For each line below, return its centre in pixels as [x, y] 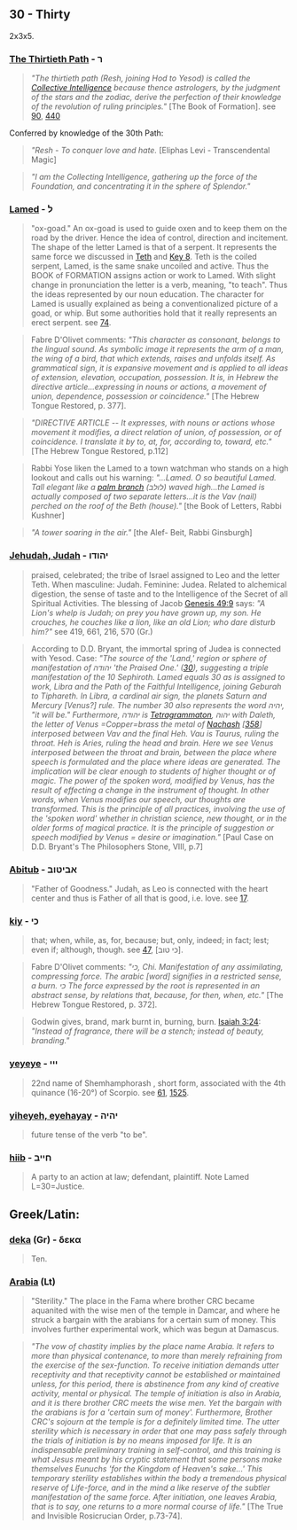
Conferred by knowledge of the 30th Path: [86, 133]
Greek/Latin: [44, 1214]
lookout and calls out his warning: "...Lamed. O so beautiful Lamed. [153, 478]
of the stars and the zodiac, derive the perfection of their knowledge [156, 98]
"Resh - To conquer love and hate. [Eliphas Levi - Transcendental [150, 151]
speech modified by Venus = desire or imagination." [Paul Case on [152, 837]
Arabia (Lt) [32, 1282]
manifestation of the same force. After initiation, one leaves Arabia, [154, 1497]
